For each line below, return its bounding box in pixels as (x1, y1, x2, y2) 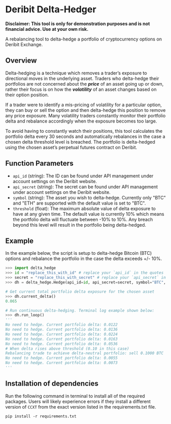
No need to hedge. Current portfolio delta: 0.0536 (5, 341, 118, 347)
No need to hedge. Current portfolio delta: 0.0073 (5, 360, 118, 366)
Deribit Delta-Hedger (5, 4, 96, 15)
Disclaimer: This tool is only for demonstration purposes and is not (5, 21, 150, 27)
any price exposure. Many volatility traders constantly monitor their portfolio (5, 112, 166, 118)
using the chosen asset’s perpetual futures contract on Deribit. (5, 144, 137, 150)
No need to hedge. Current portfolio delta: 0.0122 (5, 322, 118, 328)
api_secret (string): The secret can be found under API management (12, 184, 158, 190)
